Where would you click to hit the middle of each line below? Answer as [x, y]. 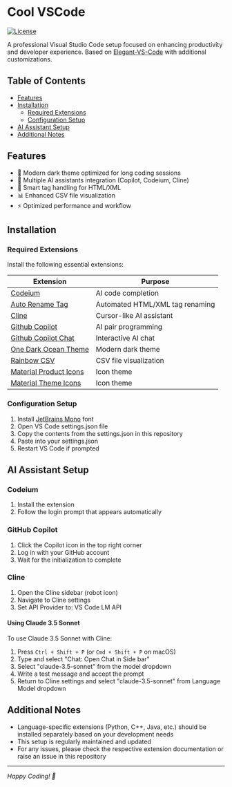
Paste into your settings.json [58, 441]
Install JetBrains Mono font [56, 419]
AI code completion [127, 293]
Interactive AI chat [125, 338]
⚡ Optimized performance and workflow [74, 205]
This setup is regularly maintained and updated [84, 741]
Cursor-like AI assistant [134, 316]
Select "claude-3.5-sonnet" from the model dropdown [94, 667]
